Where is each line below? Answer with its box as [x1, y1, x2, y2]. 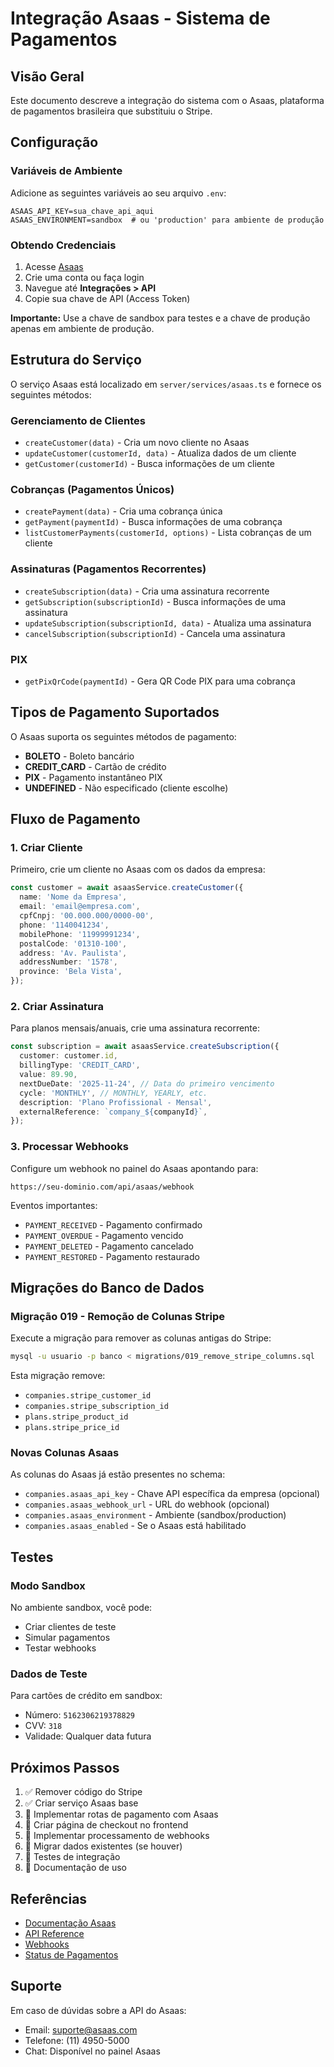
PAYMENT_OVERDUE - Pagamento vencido [24, 1229, 184, 1241]
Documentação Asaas [24, 1917, 117, 1929]
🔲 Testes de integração [24, 1851, 121, 1863]
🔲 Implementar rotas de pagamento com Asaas [24, 1808, 219, 1821]
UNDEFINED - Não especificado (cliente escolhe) [24, 782, 229, 794]
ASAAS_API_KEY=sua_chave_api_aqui [10, 206, 155, 216]
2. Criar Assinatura [10, 1000, 105, 1014]
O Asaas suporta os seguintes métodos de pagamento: [10, 730, 237, 742]
